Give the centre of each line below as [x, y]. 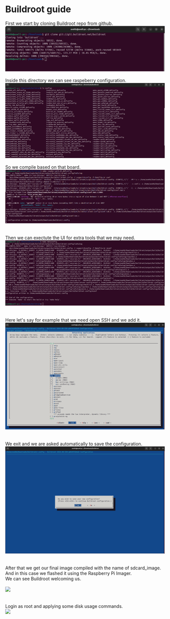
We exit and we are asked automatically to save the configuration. [74, 444]
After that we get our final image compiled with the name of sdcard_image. [83, 568]
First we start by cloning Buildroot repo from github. [59, 23]
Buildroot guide [38, 9]
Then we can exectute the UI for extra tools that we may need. [70, 238]
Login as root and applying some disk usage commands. [64, 606]
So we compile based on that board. [43, 167]
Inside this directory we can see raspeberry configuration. [66, 81]
